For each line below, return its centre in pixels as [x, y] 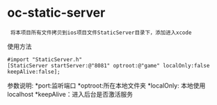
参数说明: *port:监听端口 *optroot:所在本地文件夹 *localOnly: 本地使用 [106, 86]
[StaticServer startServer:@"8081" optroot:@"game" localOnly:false [108, 65]
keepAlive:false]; [34, 72]
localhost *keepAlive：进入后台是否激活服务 [70, 94]
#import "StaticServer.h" [45, 59]
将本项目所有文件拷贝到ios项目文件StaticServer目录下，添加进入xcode [101, 33]
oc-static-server [56, 13]
